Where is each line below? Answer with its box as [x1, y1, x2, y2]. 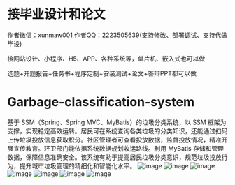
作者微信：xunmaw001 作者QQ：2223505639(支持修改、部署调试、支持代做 [7, 31, 228, 39]
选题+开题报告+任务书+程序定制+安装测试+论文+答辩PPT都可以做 [7, 69, 197, 77]
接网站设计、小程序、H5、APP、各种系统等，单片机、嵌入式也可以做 [7, 54, 206, 63]
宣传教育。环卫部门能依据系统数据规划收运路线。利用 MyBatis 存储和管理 [13, 144, 224, 152]
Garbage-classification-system [7, 94, 194, 110]
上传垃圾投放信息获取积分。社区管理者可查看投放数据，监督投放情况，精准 [7, 135, 222, 144]
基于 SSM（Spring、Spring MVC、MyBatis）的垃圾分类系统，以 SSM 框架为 [7, 118, 227, 126]
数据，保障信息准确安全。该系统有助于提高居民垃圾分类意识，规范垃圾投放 [7, 153, 222, 161]
